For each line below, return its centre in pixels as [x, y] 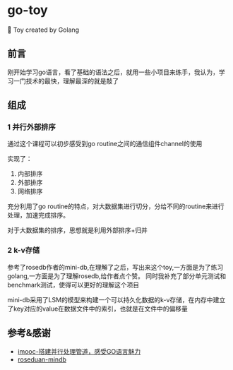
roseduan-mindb [42, 359]
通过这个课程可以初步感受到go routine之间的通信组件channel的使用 [105, 144]
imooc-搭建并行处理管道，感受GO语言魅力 [79, 351]
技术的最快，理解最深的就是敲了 [72, 80]
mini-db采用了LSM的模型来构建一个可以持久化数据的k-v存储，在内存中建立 [116, 299]
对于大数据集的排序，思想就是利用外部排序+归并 [78, 230]
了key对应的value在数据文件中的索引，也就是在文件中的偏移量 [98, 309]
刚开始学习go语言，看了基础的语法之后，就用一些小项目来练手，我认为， [113, 72]
